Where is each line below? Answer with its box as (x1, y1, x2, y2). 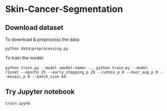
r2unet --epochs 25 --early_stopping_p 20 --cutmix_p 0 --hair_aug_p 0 (5, 70, 158, 75)
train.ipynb (5, 101, 30, 106)
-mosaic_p (5, 74, 26, 79)
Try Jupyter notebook (5, 88, 75, 96)
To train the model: (5, 55, 44, 61)
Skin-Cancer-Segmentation (5, 3, 123, 15)
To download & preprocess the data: (5, 36, 80, 42)
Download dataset (5, 23, 64, 32)
